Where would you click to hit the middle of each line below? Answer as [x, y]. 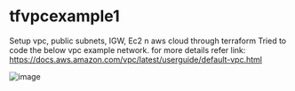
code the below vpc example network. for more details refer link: [128, 49]
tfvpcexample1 [64, 16]
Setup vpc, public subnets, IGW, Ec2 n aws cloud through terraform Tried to [148, 41]
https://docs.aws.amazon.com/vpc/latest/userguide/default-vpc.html [136, 59]
